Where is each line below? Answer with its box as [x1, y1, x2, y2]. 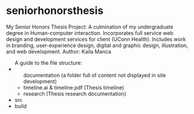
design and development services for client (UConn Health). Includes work [6, 35, 186, 42]
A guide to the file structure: [14, 59, 82, 66]
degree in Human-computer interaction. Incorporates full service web [6, 29, 174, 36]
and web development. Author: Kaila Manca [6, 48, 112, 55]
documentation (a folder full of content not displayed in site [23, 72, 167, 79]
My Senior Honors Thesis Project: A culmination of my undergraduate [6, 23, 174, 30]
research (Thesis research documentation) [23, 90, 127, 97]
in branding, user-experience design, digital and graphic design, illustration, [6, 42, 189, 49]
